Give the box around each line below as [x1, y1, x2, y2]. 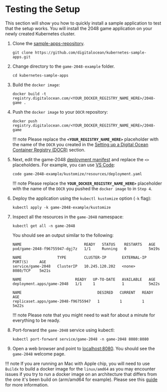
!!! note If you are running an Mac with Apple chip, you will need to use [5, 360, 150, 366]
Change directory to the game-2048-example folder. [12, 63, 115, 69]
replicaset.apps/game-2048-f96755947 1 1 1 [12, 299, 145, 304]
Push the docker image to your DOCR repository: [12, 109, 108, 115]
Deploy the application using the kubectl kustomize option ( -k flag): [12, 195, 152, 201]
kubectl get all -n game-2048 [12, 223, 76, 228]
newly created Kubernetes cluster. [5, 31, 76, 37]
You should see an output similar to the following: [12, 232, 114, 238]
